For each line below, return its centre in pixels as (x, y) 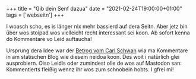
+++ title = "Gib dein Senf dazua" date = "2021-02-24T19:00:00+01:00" (94, 9)
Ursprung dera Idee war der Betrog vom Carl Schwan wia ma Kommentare (97, 50)
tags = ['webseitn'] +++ (35, 15)
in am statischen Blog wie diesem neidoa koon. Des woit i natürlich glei (93, 57)
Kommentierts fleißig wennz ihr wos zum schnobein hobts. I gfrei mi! (90, 69)
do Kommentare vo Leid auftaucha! (49, 39)
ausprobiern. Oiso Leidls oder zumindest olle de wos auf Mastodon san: (94, 63)
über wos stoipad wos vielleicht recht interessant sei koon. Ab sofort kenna (98, 33)
